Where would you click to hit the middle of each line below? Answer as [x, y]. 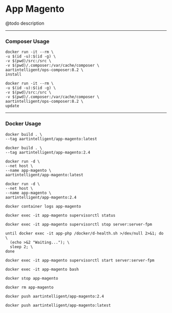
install [14, 75]
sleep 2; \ [21, 247]
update [12, 106]
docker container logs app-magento [43, 206]
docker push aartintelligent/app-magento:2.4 [55, 296]
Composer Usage [27, 41]
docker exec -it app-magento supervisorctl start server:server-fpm [80, 260]
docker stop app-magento [32, 278]
